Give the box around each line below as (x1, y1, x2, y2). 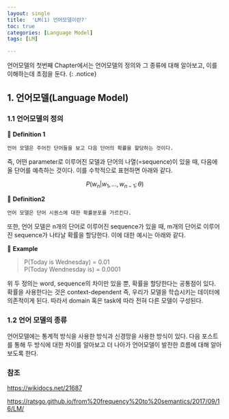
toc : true (7, 23, 36, 29)
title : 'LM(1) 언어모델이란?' (7, 16, 87, 23)
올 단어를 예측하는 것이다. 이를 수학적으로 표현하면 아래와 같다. (7, 166, 173, 174)
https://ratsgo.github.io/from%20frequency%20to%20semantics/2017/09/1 (7, 397, 220, 405)
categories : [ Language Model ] (7, 29, 94, 36)
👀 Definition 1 (7, 130, 46, 138)
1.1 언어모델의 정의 (7, 114, 64, 123)
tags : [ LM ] (7, 36, 38, 43)
